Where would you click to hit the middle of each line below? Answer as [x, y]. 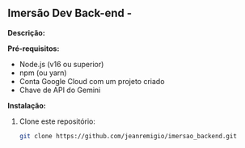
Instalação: [27, 105]
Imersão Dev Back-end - [70, 13]
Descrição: [26, 32]
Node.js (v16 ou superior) [61, 64]
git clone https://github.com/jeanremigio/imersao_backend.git [128, 136]
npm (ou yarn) [43, 73]
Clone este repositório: [57, 121]
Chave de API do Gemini [60, 90]
